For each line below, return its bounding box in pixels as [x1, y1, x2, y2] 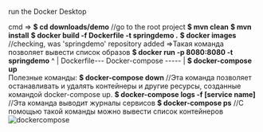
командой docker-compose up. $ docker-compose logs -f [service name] [8, 90, 256, 99]
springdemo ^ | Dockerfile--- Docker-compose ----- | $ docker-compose [8, 56, 253, 65]
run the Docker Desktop [8, 7, 87, 16]
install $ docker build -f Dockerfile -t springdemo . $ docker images [8, 31, 237, 40]
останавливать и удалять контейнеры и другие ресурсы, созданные [8, 81, 241, 91]
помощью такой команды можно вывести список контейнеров [8, 107, 224, 116]
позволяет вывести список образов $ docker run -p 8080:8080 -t [8, 48, 234, 56]
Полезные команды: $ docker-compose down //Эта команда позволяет [8, 73, 253, 82]
